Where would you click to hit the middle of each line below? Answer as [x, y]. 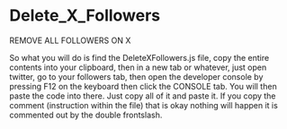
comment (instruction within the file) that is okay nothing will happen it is [144, 105]
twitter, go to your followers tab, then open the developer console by [136, 76]
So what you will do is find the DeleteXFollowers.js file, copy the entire [139, 57]
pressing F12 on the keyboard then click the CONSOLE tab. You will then [143, 86]
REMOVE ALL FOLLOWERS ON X [70, 40]
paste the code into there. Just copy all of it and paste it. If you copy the [143, 96]
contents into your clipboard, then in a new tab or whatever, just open [138, 67]
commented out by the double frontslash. [86, 115]
